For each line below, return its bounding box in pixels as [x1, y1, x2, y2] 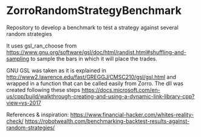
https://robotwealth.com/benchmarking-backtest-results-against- [25, 117, 190, 125]
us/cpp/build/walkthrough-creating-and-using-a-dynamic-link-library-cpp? [6, 93, 195, 100]
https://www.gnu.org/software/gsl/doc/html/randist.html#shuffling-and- [6, 48, 186, 55]
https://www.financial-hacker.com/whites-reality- [70, 111, 194, 118]
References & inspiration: [6, 111, 69, 118]
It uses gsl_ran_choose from [6, 42, 77, 49]
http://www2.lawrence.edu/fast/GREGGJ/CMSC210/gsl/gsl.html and [6, 73, 177, 80]
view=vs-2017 [6, 99, 41, 107]
